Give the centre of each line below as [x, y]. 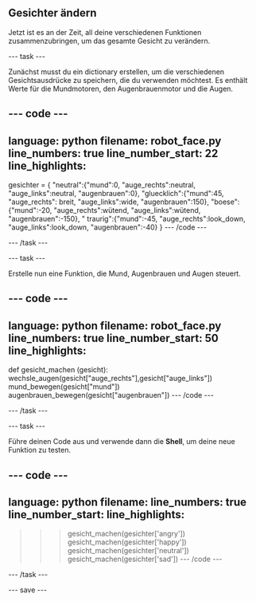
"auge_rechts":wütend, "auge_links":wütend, [127, 210]
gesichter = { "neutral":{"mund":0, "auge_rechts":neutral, [102, 185]
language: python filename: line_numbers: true [128, 502]
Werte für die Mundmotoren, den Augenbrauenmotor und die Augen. [120, 88]
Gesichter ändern [52, 13]
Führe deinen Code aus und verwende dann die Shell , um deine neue [122, 442]
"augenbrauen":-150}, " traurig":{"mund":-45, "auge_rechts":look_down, [127, 219]
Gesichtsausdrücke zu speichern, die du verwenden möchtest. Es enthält [128, 80]
